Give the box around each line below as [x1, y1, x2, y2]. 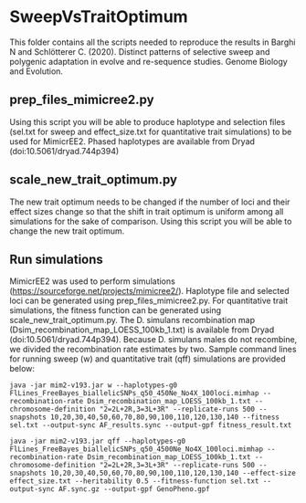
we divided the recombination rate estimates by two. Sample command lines [9, 344, 297, 355]
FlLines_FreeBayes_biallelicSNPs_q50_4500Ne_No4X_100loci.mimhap [9, 445, 263, 454]
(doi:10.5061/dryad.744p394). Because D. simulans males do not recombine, [9, 334, 298, 345]
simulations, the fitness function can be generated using [9, 305, 222, 316]
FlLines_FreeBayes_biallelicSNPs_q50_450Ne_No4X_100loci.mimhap [9, 389, 259, 398]
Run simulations [9, 251, 103, 267]
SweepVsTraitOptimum [9, 6, 189, 27]
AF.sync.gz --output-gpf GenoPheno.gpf [58, 485, 210, 494]
